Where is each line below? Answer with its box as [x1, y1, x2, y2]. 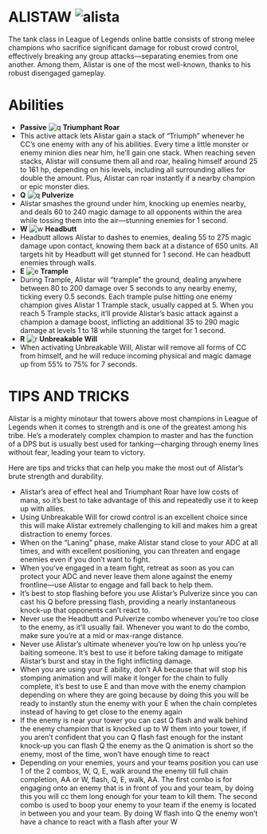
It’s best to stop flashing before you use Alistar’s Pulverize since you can [19, 588, 257, 597]
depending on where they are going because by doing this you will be [19, 690, 249, 699]
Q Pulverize [19, 190, 74, 199]
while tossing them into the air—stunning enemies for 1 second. [19, 215, 229, 225]
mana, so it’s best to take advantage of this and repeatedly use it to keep [19, 495, 259, 505]
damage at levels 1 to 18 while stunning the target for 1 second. [19, 325, 226, 335]
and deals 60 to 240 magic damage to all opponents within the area [19, 207, 242, 217]
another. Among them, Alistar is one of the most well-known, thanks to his [8, 60, 251, 69]
